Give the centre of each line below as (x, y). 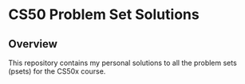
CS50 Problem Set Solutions (104, 15)
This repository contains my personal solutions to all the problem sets (122, 63)
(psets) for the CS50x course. (57, 71)
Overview (33, 44)
